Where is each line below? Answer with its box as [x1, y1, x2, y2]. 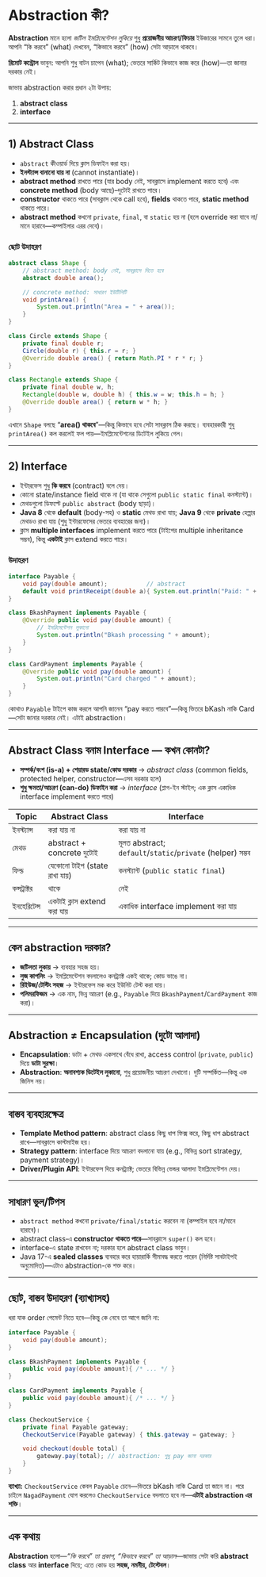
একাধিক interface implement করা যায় [118, 900, 237, 911]
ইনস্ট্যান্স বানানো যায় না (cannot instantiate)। [19, 167, 140, 177]
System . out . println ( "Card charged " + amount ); [36, 675, 196, 683]
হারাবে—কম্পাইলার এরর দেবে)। [31, 221, 104, 230]
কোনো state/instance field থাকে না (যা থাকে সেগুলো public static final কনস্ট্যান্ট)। [19, 489, 253, 499]
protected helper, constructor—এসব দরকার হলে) [19, 773, 162, 783]
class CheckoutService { [8, 1415, 90, 1424]
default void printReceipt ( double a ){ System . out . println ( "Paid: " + [22, 587, 257, 595]
